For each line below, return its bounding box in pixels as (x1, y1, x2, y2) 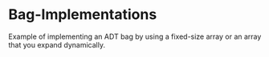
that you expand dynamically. (8, 40, 106, 49)
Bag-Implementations (8, 6, 157, 24)
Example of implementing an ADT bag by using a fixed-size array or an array (8, 32, 262, 41)
